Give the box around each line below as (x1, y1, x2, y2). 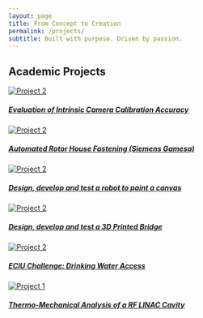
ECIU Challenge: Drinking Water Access (8, 260, 146, 270)
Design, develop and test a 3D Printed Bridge (8, 221, 163, 231)
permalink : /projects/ (8, 27, 85, 35)
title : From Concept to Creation (8, 19, 121, 28)
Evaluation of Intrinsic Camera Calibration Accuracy (8, 105, 189, 114)
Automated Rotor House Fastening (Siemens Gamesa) (8, 144, 195, 153)
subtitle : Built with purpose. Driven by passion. (8, 34, 183, 43)
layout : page (8, 11, 53, 20)
